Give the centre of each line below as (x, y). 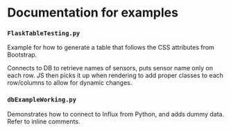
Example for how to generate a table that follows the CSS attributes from (111, 48)
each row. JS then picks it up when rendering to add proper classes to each (115, 75)
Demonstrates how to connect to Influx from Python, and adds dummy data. (115, 114)
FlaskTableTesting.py (44, 33)
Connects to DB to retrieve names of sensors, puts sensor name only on (110, 68)
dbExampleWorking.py (42, 100)
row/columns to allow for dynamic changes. (70, 83)
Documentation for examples (93, 13)
